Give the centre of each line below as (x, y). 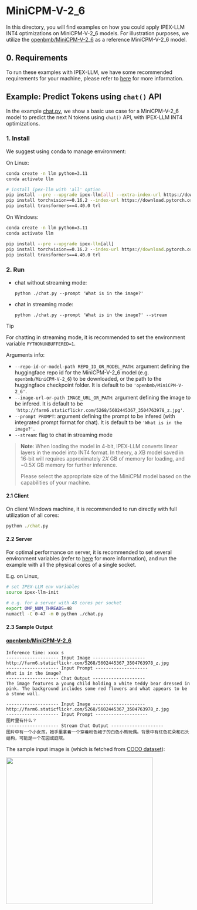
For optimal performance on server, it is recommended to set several (89, 552)
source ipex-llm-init (33, 592)
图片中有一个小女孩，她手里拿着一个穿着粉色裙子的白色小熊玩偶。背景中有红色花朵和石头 (98, 732)
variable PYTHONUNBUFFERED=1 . (41, 343)
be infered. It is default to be (49, 404)
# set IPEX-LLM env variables (43, 587)
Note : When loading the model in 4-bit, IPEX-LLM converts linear (99, 446)
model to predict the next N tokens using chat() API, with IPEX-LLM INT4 (94, 117)
